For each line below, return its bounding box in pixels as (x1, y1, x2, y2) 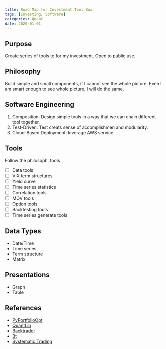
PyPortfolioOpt (12, 317, 43, 323)
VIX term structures (12, 173, 53, 179)
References (5, 304, 42, 312)
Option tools (12, 201, 38, 207)
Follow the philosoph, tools (5, 157, 61, 163)
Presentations (5, 271, 50, 279)
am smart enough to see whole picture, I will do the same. (5, 86, 124, 92)
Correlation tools (12, 189, 47, 195)
